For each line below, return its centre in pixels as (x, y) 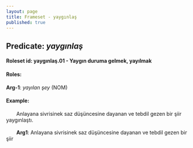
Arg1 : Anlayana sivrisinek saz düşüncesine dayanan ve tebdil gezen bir (102, 132)
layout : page (22, 11)
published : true (26, 22)
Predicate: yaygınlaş (44, 46)
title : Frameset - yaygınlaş (42, 17)
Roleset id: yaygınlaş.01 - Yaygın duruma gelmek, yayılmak (79, 61)
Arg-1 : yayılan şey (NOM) (37, 87)
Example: (18, 101)
